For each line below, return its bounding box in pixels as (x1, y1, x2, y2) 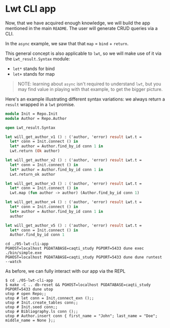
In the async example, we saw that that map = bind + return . (5, 40, 129, 46)
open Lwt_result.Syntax (5, 125, 56, 130)
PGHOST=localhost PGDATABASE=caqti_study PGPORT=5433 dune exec (5, 246, 144, 251)
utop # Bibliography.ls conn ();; (5, 309, 79, 314)
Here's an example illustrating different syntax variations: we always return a (5, 96, 165, 102)
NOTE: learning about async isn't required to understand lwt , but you (17, 81, 161, 87)
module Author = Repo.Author (5, 116, 67, 121)
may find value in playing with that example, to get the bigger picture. (17, 86, 163, 92)
